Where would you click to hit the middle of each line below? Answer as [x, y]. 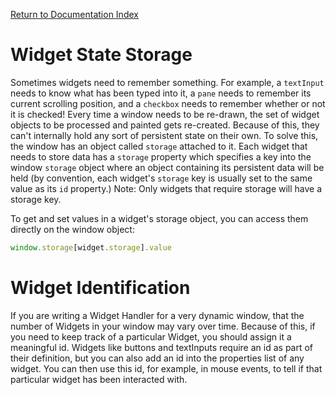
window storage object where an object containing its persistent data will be [167, 167]
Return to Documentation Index [74, 14]
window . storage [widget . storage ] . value [91, 247]
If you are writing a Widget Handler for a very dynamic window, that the [157, 315]
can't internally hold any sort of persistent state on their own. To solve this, [164, 135]
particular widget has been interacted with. [99, 379]
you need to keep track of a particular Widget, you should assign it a [151, 336]
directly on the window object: [72, 229]
